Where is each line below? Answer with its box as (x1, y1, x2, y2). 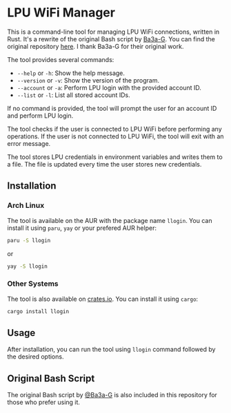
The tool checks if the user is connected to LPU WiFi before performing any (7, 125, 222, 133)
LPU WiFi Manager (7, 5, 116, 21)
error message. (7, 139, 51, 147)
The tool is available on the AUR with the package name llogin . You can (7, 216, 212, 224)
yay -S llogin (7, 263, 48, 270)
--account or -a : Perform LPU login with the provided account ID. (17, 83, 202, 92)
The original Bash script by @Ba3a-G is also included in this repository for (7, 391, 217, 399)
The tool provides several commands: (7, 55, 114, 63)
